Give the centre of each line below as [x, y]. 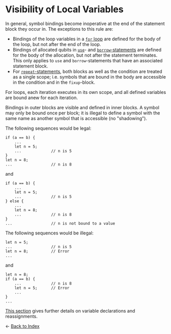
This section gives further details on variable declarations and [70, 311]
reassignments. [21, 316]
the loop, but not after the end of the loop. [57, 44]
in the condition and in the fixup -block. [54, 82]
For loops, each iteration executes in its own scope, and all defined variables [86, 92]
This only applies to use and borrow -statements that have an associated [88, 60]
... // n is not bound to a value [60, 223]
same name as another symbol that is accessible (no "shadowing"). [76, 118]
